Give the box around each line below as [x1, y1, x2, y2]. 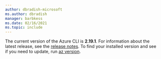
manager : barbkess [5, 16, 43, 21]
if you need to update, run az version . [5, 49, 81, 55]
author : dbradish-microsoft [5, 7, 63, 12]
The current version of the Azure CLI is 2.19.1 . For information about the [5, 38, 150, 44]
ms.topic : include [5, 25, 43, 30]
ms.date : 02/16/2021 [5, 20, 48, 26]
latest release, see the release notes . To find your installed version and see [5, 44, 157, 49]
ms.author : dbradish [5, 12, 48, 16]
